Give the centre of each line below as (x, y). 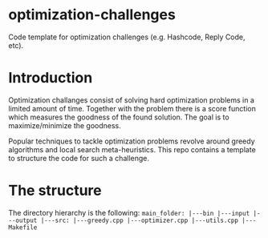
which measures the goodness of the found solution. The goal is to (119, 117)
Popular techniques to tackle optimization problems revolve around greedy (132, 141)
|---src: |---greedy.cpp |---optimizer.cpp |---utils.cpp (140, 220)
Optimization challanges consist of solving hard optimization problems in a (131, 100)
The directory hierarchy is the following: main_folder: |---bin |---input (129, 212)
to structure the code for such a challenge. (79, 158)
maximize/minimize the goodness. (65, 125)
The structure (55, 191)
